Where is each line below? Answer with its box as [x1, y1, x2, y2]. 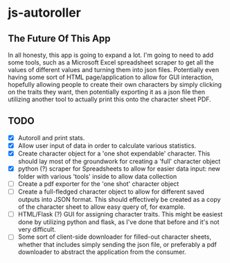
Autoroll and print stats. [17, 133, 85, 142]
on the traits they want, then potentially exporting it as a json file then [8, 88, 206, 96]
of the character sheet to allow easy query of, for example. [17, 203, 186, 211]
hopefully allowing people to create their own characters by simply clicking [8, 80, 222, 88]
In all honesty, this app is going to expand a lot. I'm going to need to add [8, 51, 214, 59]
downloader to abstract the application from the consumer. [17, 248, 186, 256]
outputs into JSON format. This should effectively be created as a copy [17, 196, 221, 204]
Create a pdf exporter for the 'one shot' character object [17, 180, 179, 188]
